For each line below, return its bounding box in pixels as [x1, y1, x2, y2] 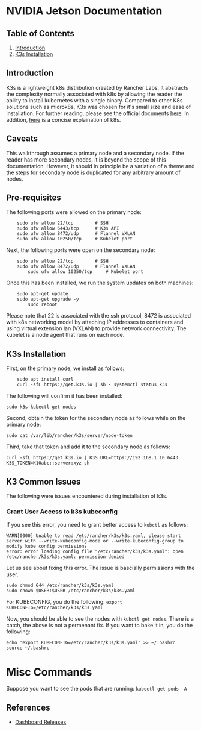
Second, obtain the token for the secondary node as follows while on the [6, 415, 186, 422]
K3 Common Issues [6, 476, 81, 486]
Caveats [6, 134, 38, 144]
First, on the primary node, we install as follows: [6, 365, 125, 372]
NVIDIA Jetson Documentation [6, 4, 163, 18]
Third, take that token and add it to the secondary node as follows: [6, 443, 170, 450]
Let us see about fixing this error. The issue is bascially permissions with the [6, 565, 195, 572]
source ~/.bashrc [6, 645, 50, 651]
